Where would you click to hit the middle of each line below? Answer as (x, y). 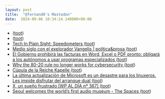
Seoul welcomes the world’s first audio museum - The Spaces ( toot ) (82, 91)
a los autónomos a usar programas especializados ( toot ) (70, 60)
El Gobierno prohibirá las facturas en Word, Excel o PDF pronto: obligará (86, 54)
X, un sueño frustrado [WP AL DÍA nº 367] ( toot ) (62, 86)
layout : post (19, 10)
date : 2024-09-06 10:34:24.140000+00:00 (49, 19)
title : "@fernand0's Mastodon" (38, 14)
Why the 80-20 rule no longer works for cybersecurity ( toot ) (74, 65)
